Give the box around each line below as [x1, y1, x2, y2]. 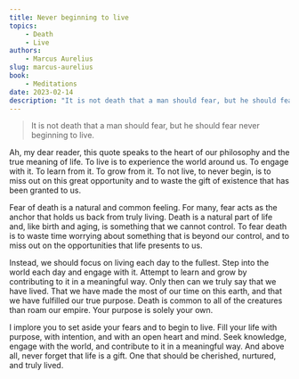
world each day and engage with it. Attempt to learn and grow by [9, 267, 247, 277]
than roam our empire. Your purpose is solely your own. [9, 305, 214, 316]
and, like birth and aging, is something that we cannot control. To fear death [9, 221, 287, 232]
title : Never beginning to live [9, 12, 129, 22]
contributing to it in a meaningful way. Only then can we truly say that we [9, 276, 277, 287]
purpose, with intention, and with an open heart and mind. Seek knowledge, [9, 332, 287, 342]
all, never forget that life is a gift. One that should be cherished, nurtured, [9, 350, 277, 361]
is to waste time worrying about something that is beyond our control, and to [9, 231, 290, 242]
